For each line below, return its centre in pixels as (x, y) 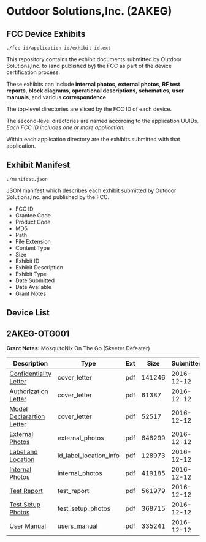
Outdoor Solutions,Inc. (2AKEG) (89, 11)
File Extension (33, 241)
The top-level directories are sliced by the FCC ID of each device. (89, 109)
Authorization (29, 391)
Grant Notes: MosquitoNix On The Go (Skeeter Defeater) (78, 348)
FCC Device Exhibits (46, 34)
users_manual (78, 526)
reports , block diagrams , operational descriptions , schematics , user (95, 91)
